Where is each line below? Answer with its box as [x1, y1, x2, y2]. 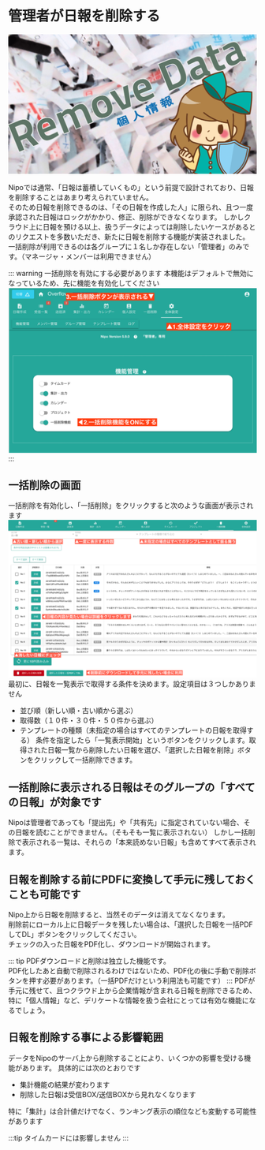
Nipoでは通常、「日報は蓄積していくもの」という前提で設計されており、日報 [8, 182, 255, 192]
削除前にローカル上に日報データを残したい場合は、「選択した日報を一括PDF [8, 920, 254, 929]
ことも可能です [8, 887, 81, 901]
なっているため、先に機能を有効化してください [8, 278, 160, 288]
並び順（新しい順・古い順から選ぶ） [19, 706, 138, 715]
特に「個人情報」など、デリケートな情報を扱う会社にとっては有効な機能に [8, 995, 249, 1005]
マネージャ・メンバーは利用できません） [24, 252, 156, 261]
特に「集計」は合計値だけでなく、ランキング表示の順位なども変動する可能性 [8, 1106, 257, 1116]
